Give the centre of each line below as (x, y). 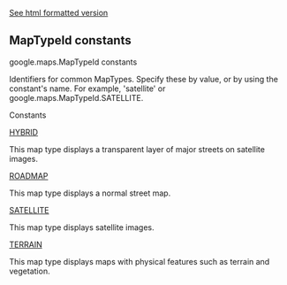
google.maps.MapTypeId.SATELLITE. (76, 97)
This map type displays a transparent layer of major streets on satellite (137, 149)
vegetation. (30, 271)
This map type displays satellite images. (82, 227)
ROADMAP (29, 175)
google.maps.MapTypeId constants (73, 62)
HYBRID (23, 132)
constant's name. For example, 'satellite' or (87, 89)
